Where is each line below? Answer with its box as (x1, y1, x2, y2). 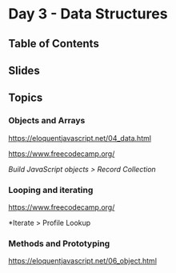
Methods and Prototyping (8, 238, 110, 249)
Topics (8, 91, 43, 105)
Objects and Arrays (8, 115, 86, 126)
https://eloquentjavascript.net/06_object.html (8, 256, 158, 266)
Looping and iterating (8, 184, 94, 195)
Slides (8, 63, 40, 77)
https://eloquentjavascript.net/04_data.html (8, 133, 152, 143)
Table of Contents (8, 37, 100, 50)
